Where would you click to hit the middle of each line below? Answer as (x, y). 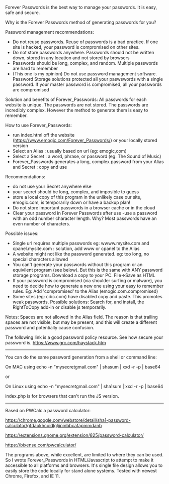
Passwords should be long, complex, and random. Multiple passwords (85, 63)
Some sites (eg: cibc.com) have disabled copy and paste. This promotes (87, 296)
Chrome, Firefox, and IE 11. (33, 476)
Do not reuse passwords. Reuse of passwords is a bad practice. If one (85, 42)
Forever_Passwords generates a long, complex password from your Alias (88, 162)
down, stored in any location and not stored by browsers (71, 58)
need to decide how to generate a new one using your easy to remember (88, 286)
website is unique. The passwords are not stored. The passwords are (77, 105)
